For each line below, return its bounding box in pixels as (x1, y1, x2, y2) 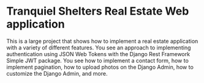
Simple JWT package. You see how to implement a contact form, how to (6, 57, 189, 64)
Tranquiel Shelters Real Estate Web (6, 4, 189, 18)
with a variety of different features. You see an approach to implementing (6, 44, 191, 51)
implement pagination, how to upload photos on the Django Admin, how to (6, 63, 194, 71)
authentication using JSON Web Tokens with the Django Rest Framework (6, 50, 191, 57)
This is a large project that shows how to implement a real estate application (6, 37, 198, 45)
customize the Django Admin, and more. (6, 70, 108, 77)
